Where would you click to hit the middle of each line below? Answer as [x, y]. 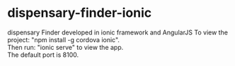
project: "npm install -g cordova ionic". [64, 39]
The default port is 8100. [43, 55]
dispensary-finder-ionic [80, 13]
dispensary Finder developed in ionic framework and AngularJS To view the [118, 32]
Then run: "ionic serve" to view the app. [65, 47]
